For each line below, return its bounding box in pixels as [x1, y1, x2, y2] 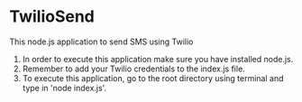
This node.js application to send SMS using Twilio [9, 36, 194, 47]
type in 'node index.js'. [22, 82, 106, 93]
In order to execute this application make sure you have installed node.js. [22, 53, 294, 64]
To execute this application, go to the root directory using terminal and [22, 72, 284, 83]
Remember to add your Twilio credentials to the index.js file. [22, 63, 245, 74]
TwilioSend [9, 6, 95, 27]
